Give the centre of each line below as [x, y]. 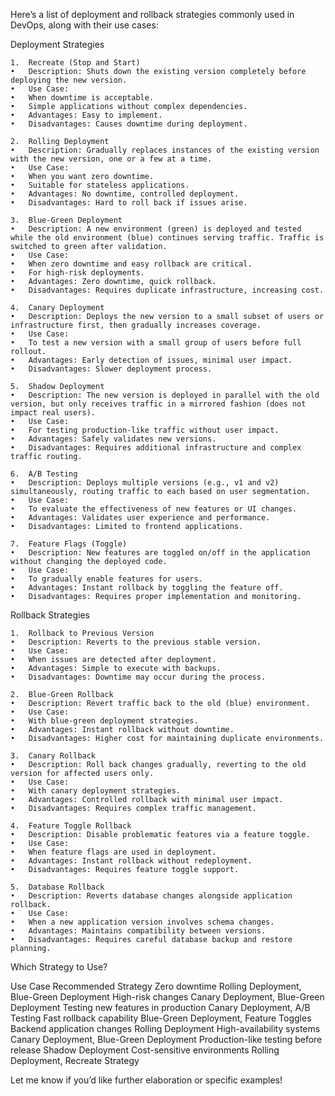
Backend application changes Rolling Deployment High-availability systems [165, 1028]
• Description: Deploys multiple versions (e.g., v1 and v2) [145, 483]
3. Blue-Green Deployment [66, 220]
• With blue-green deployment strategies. [104, 721]
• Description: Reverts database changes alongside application [151, 896]
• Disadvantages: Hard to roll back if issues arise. [129, 203]
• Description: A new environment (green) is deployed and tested [156, 229]
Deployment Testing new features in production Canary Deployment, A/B [160, 1007]
